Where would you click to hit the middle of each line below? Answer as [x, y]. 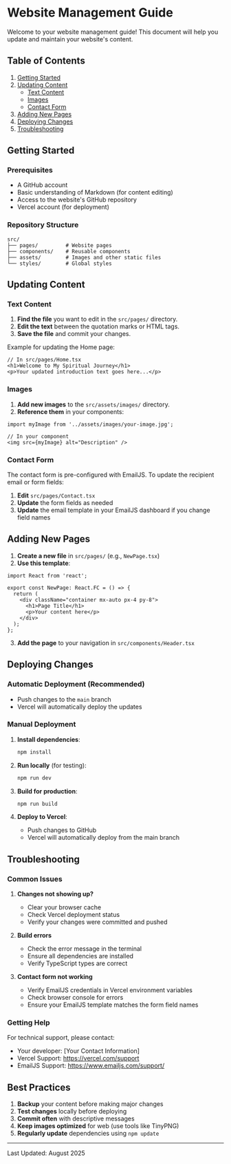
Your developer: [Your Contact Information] [78, 1051]
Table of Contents [46, 61]
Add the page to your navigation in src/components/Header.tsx [106, 642]
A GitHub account [42, 185]
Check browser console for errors [75, 998]
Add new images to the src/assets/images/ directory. [93, 404]
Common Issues [35, 879]
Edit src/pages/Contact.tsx [56, 495]
